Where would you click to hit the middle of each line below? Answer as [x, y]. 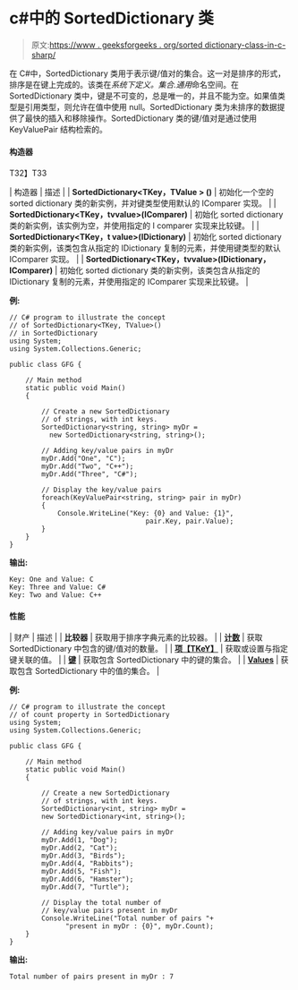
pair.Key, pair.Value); [190, 521]
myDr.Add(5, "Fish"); [82, 872]
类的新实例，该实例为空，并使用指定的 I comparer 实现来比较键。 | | [134, 226]
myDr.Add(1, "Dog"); [80, 841]
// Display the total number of [102, 903]
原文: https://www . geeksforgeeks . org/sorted [117, 45]
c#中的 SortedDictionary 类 [112, 18]
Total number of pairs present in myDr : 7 [92, 977]
